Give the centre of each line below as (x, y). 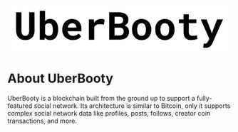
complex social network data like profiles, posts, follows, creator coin (109, 114)
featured (20, 106)
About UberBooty (61, 78)
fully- (205, 99)
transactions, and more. (42, 121)
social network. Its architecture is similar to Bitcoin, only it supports (132, 106)
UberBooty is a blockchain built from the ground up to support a (102, 99)
